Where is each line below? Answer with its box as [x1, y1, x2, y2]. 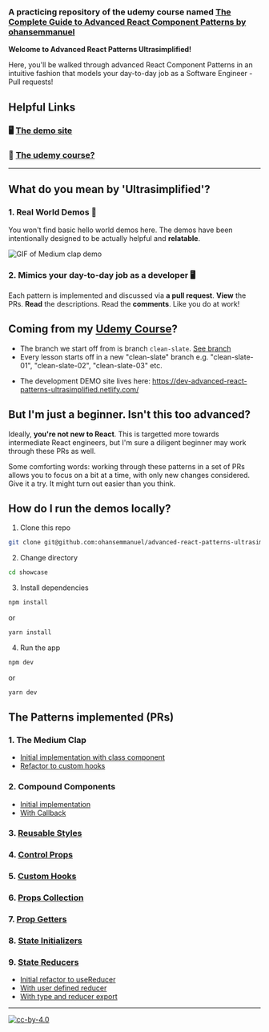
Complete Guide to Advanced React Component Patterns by [8, 16, 247, 27]
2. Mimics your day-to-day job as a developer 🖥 [8, 269, 196, 280]
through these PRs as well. [8, 446, 96, 456]
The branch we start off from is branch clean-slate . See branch [19, 343, 231, 353]
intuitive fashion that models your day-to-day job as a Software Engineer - [8, 69, 253, 78]
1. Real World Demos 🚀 [8, 207, 98, 218]
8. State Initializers [8, 935, 82, 946]
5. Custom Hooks [8, 871, 77, 882]
